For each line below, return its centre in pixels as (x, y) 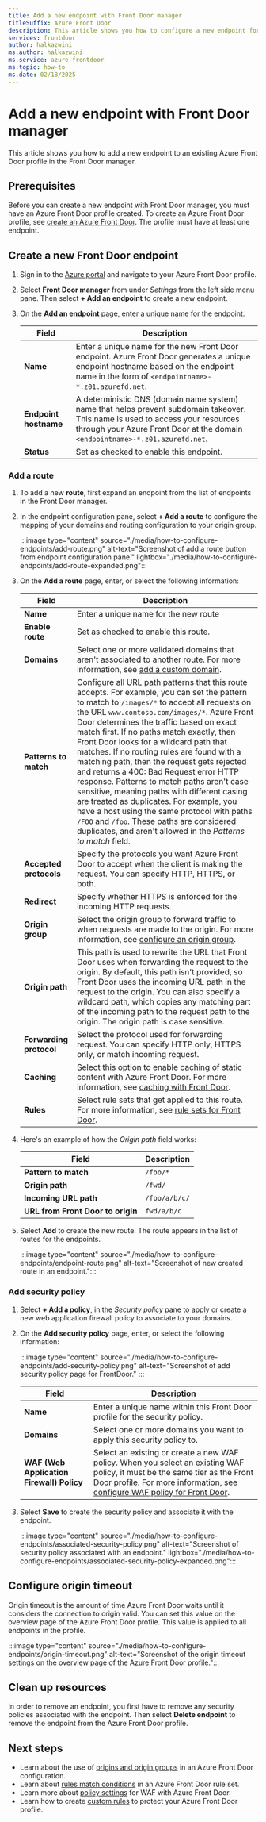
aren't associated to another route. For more (159, 659)
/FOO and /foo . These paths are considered (156, 821)
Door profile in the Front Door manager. (72, 161)
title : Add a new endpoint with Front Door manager (95, 15)
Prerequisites (42, 186)
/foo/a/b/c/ (167, 1198)
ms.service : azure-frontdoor (56, 60)
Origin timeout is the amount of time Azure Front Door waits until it (116, 1605)
